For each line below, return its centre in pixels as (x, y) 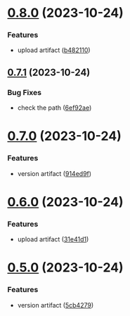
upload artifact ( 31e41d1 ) (53, 239)
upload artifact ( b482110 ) (54, 50)
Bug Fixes (25, 92)
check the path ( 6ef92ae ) (54, 108)
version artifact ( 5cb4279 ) (56, 305)
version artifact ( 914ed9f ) (54, 173)
